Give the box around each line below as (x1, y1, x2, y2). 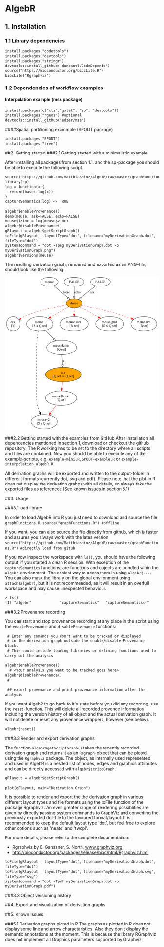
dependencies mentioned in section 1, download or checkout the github (5, 440, 149, 446)
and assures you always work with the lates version (5, 534, 109, 540)
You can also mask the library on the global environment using (5, 575, 131, 581)
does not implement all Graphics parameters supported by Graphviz (5, 937, 142, 943)
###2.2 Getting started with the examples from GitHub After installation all (5, 435, 154, 441)
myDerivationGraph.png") (5, 248, 56, 253)
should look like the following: (5, 267, 65, 272)
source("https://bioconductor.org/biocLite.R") (5, 68, 104, 73)
